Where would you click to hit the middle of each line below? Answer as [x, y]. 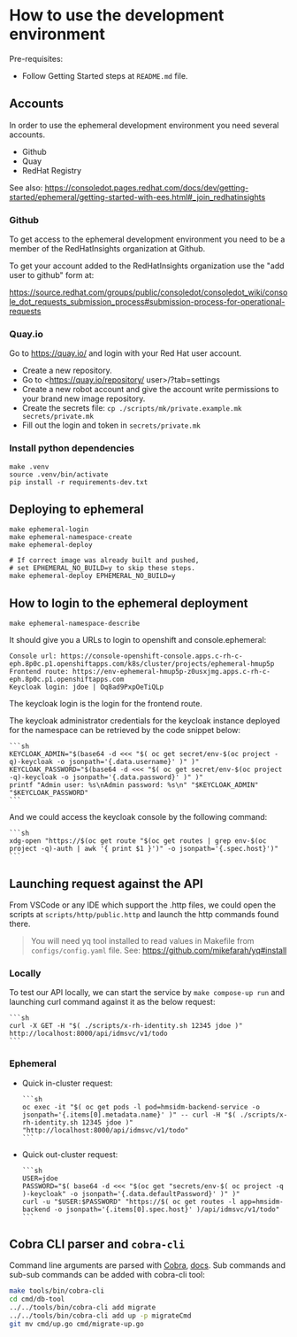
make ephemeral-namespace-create [71, 537]
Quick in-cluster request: [67, 1083]
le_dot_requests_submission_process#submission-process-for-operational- [147, 302]
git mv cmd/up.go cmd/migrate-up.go [76, 1324]
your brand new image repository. [84, 398]
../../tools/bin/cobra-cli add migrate [83, 1308]
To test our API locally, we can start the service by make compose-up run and [147, 993]
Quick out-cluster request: [70, 1154]
